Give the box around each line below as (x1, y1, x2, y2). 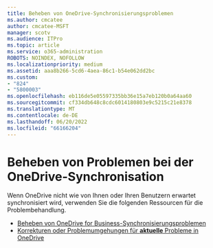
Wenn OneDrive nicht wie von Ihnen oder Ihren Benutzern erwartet (7, 191, 196, 199)
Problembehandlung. (7, 206, 67, 214)
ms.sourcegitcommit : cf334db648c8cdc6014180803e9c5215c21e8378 (7, 99, 192, 106)
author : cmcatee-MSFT (7, 23, 69, 29)
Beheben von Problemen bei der (7, 154, 194, 170)
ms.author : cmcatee (7, 16, 63, 23)
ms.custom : (7, 73, 38, 81)
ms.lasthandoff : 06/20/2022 (7, 118, 88, 125)
